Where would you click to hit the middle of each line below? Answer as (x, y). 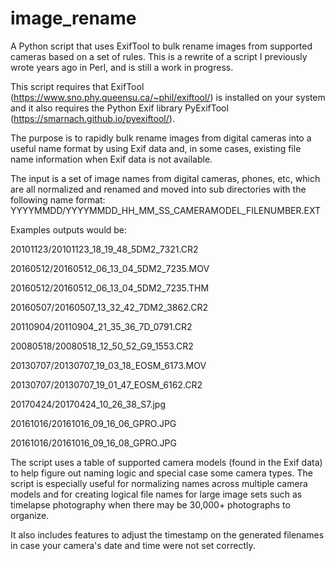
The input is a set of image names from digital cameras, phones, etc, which (165, 178)
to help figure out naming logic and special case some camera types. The (161, 473)
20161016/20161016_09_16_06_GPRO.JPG (93, 423)
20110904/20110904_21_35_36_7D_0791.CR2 (101, 326)
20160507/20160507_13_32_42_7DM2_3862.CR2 (109, 307)
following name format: (58, 199)
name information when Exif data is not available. (111, 159)
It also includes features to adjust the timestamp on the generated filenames (167, 534)
